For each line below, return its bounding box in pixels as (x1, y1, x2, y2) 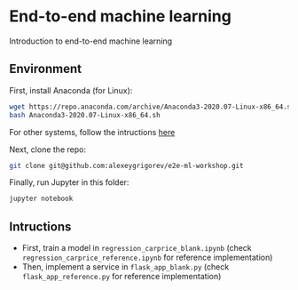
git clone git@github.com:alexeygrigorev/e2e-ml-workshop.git (9, 161, 244, 170)
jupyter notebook (9, 194, 74, 204)
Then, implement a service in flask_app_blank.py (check (21, 262, 230, 272)
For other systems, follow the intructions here (9, 126, 176, 137)
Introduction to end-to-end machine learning (9, 36, 173, 46)
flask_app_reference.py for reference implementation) (21, 271, 222, 282)
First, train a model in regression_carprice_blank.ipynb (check (21, 243, 253, 254)
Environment (9, 61, 82, 77)
